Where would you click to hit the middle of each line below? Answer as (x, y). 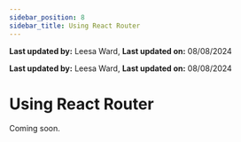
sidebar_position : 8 (47, 17)
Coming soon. (35, 129)
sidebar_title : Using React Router (75, 26)
